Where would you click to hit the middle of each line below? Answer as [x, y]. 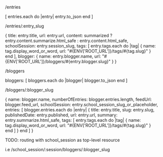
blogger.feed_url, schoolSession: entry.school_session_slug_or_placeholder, [81, 104]
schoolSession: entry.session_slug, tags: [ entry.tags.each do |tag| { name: [81, 46]
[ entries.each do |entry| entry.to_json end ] [49, 16]
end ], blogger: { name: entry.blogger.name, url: [53, 56]
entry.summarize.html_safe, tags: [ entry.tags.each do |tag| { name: [73, 120]
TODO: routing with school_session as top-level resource [62, 140]
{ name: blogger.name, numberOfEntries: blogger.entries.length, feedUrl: [79, 99]
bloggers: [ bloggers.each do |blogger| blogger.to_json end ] [66, 80]
